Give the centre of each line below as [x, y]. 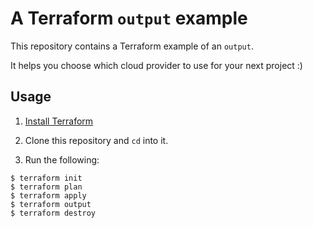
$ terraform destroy [53, 213]
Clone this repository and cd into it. [96, 140]
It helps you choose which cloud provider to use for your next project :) [156, 65]
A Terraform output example [129, 18]
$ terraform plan [46, 187]
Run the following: [62, 159]
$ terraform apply [48, 195]
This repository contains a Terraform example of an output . [132, 46]
